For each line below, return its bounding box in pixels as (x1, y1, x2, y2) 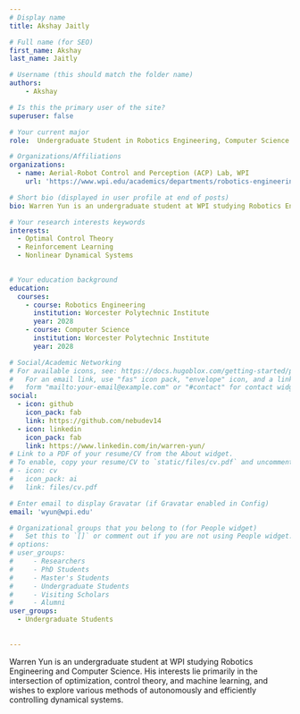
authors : (9, 79, 42, 88)
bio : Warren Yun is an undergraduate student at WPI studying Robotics (9, 201, 281, 210)
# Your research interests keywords (9, 217, 146, 226)
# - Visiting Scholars (9, 590, 110, 599)
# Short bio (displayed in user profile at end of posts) (9, 193, 229, 202)
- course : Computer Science (25, 326, 129, 335)
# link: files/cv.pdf (9, 482, 98, 492)
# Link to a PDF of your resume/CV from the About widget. (9, 449, 234, 459)
